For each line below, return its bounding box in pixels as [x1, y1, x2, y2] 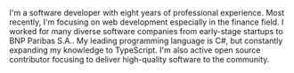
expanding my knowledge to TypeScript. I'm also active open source [9, 45, 261, 55]
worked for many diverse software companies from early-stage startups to [9, 26, 283, 36]
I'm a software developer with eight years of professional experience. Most [9, 8, 285, 18]
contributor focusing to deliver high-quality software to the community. [9, 55, 270, 64]
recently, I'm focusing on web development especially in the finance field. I [9, 17, 284, 27]
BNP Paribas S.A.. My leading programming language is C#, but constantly [9, 35, 283, 46]
